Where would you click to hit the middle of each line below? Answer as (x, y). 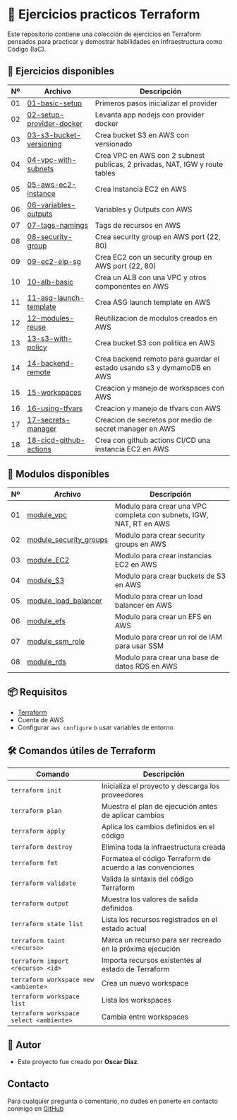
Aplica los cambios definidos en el (158, 827)
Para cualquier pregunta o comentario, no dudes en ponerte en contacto (113, 1101)
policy (37, 347)
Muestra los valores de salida (150, 899)
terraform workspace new (53, 980)
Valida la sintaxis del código (147, 879)
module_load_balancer (65, 601)
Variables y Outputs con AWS (144, 209)
